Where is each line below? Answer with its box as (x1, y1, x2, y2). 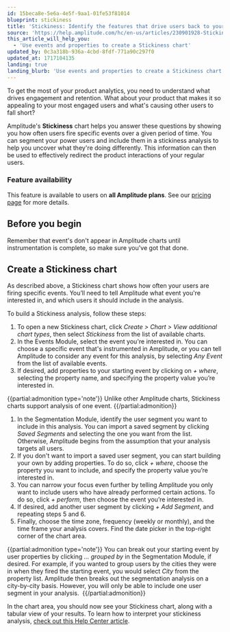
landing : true (7, 61, 48, 68)
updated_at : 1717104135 (7, 55, 75, 62)
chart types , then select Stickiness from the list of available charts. (16, 330, 205, 339)
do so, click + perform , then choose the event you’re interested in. (16, 495, 204, 504)
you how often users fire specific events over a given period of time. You (7, 128, 212, 137)
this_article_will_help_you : (7, 36, 90, 43)
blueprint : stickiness (7, 16, 72, 23)
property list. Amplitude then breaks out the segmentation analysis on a (7, 574, 209, 583)
